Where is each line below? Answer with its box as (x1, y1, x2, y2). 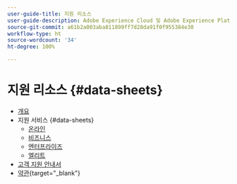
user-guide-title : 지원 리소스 (7, 10, 92, 18)
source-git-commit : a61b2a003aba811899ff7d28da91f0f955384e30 (7, 23, 194, 30)
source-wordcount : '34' (7, 37, 78, 44)
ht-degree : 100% (7, 43, 55, 50)
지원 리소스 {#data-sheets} (7, 82, 164, 98)
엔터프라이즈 (28, 142, 63, 151)
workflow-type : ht (7, 30, 61, 38)
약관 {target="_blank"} (17, 168, 81, 177)
